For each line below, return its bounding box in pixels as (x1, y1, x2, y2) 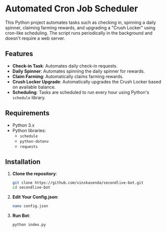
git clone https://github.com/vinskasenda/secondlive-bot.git (12, 180, 144, 185)
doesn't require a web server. (5, 35, 65, 41)
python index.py (12, 222, 46, 227)
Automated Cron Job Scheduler (5, 3, 138, 14)
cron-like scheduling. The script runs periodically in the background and (5, 30, 153, 36)
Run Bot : (12, 213, 31, 219)
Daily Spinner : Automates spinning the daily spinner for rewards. (12, 68, 145, 74)
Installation (5, 157, 41, 166)
